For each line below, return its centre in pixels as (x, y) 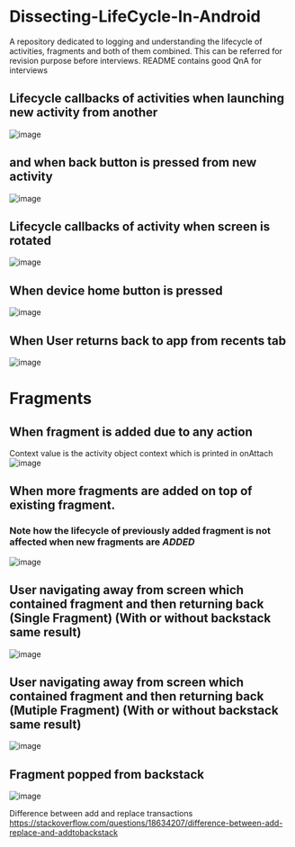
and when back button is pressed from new (133, 162)
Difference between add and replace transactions (101, 814)
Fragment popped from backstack (107, 775)
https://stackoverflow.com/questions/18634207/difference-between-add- (146, 823)
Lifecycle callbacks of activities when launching (147, 99)
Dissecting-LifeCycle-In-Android (135, 17)
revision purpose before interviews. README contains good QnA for (136, 60)
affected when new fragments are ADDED (102, 542)
